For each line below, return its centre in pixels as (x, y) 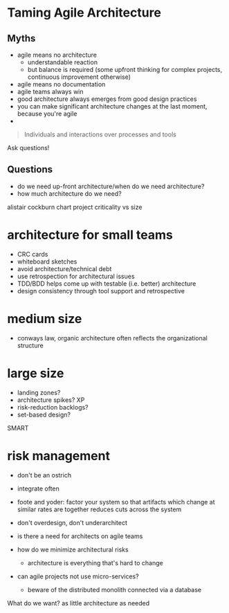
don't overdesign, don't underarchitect (72, 522)
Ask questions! (28, 148)
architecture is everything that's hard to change (95, 562)
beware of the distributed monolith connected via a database (114, 589)
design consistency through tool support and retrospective (101, 291)
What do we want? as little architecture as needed (79, 603)
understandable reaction (63, 62)
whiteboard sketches (47, 262)
